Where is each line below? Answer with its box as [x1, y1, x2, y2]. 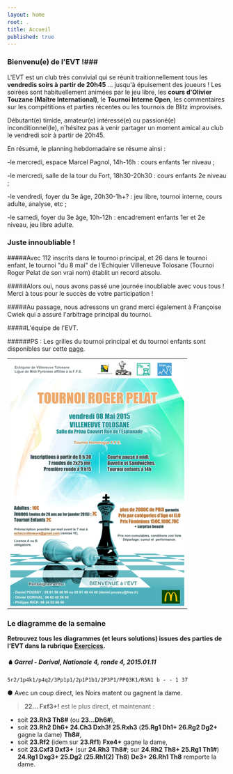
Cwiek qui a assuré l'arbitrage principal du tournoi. [7, 310, 152, 318]
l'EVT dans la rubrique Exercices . [7, 642, 106, 650]
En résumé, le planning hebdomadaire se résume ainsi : [7, 144, 166, 152]
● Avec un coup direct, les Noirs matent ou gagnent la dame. [7, 689, 183, 697]
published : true [7, 33, 54, 40]
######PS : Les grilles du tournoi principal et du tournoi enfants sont [7, 337, 207, 345]
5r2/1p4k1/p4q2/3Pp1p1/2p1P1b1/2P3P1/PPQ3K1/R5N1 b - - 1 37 [7, 677, 188, 684]
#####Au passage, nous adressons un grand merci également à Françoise [7, 303, 222, 311]
